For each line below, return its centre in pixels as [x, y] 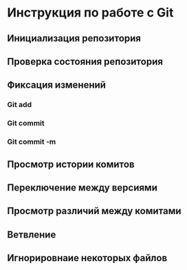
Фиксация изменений [57, 85]
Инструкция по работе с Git [90, 13]
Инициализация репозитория [74, 38]
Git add [20, 105]
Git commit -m [32, 142]
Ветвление [32, 234]
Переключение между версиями [82, 187]
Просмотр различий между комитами [94, 211]
